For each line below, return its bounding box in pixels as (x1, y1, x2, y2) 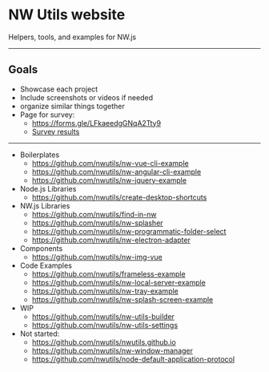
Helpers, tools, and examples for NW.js (8, 32, 137, 42)
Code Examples (19, 261, 72, 270)
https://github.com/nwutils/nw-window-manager (31, 346, 194, 355)
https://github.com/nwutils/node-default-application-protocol (31, 354, 235, 364)
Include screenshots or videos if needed (19, 92, 154, 102)
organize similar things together (19, 101, 126, 111)
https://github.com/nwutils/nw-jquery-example (31, 175, 187, 185)
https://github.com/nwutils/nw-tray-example (31, 286, 179, 296)
